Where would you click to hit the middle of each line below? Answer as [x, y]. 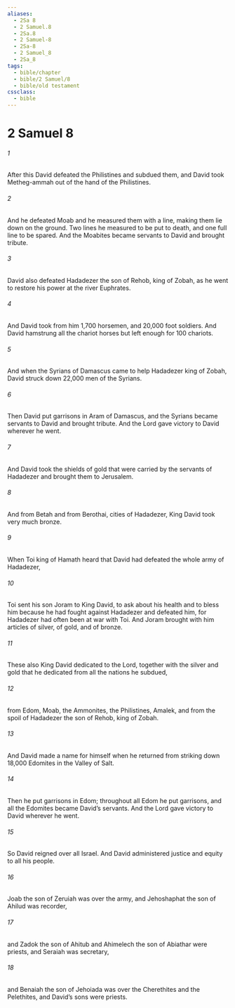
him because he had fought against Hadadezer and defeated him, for [107, 612]
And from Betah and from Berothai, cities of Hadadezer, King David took [111, 514]
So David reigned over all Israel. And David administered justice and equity [115, 854]
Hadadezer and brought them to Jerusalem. [70, 476]
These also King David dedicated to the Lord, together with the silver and [113, 665]
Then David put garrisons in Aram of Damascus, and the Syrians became [113, 416]
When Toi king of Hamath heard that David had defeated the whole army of [116, 559]
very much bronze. [34, 522]
